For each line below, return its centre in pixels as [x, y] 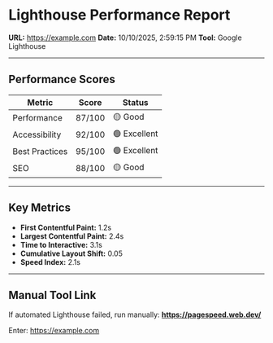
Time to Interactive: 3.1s [61, 244]
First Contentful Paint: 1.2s [66, 227]
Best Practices [40, 152]
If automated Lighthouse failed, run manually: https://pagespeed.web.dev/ [135, 314]
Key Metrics [40, 208]
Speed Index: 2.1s [50, 262]
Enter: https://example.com [54, 331]
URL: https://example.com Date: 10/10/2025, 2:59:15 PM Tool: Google [125, 37]
